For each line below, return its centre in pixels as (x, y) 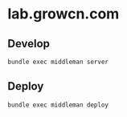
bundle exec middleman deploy (58, 105)
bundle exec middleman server (58, 62)
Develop (29, 44)
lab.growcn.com (63, 14)
